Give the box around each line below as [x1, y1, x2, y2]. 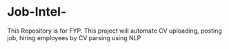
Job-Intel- [7, 4, 67, 20]
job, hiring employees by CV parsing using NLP [7, 33, 141, 42]
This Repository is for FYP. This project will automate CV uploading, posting [7, 27, 222, 35]
